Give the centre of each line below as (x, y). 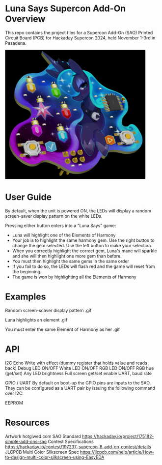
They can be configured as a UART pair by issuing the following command (80, 388)
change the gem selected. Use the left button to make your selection (81, 245)
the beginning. (27, 271)
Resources (27, 422)
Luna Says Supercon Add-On (66, 9)
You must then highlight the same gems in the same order (70, 261)
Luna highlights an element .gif (36, 320)
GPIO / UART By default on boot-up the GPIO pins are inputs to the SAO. (78, 383)
